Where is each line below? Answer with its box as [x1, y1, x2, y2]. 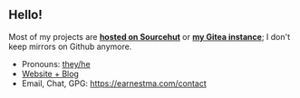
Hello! [8, 7, 43, 23]
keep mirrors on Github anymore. [8, 41, 132, 52]
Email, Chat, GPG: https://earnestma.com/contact [21, 77, 207, 89]
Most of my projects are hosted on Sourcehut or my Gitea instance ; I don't [8, 31, 291, 42]
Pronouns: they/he [21, 58, 92, 69]
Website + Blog [21, 68, 79, 79]
